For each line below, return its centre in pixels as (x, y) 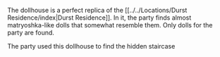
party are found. (31, 32)
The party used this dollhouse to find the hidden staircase (91, 46)
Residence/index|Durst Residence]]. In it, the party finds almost (99, 18)
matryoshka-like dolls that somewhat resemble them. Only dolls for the (110, 25)
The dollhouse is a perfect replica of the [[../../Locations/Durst (97, 10)
